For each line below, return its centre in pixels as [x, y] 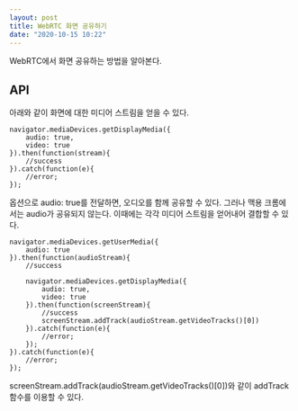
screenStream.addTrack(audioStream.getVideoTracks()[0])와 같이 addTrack [149, 386]
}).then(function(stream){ [60, 154]
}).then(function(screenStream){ [88, 305]
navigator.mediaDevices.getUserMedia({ [84, 242]
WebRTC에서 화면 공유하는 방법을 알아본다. [86, 61]
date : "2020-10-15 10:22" [58, 34]
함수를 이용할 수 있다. [46, 398]
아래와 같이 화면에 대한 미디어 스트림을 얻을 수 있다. [99, 112]
